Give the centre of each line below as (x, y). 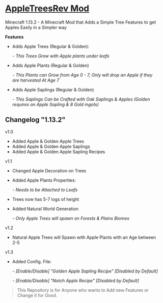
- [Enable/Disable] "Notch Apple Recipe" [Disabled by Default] (75, 280)
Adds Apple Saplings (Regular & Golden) (53, 89)
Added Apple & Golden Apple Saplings (51, 146)
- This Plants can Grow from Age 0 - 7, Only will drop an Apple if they (82, 75)
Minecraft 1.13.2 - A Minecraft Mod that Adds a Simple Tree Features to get (81, 22)
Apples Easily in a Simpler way (36, 27)
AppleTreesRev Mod (47, 9)
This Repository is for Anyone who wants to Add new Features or (83, 290)
